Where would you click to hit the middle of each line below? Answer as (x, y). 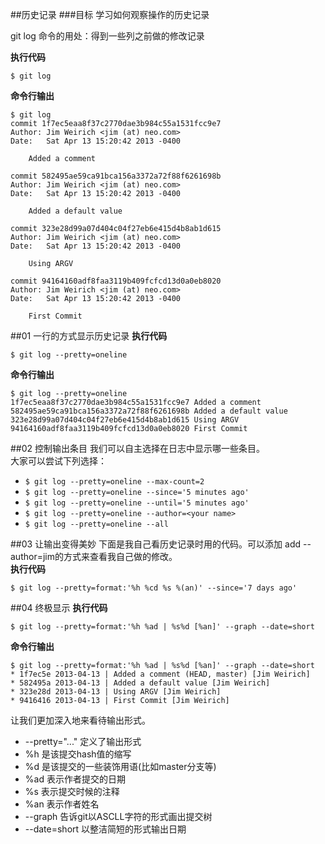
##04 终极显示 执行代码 (59, 607)
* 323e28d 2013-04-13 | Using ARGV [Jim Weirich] (116, 692)
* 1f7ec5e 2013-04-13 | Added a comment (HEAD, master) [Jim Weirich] (160, 674)
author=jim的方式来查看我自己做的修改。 (94, 556)
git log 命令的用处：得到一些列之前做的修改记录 (107, 36)
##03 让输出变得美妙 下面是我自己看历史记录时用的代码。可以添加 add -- (161, 544)
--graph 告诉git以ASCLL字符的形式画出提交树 (118, 816)
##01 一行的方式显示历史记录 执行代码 (89, 336)
